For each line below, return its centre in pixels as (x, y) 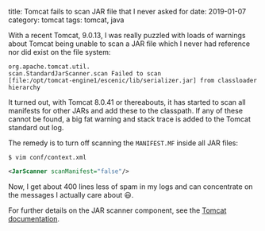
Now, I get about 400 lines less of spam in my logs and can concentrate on (131, 187)
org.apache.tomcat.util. (49, 67)
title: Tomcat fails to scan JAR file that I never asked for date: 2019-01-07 (127, 12)
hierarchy (25, 87)
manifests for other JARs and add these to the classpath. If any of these (126, 111)
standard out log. (36, 127)
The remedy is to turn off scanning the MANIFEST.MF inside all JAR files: (123, 143)
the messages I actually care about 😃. (71, 194)
